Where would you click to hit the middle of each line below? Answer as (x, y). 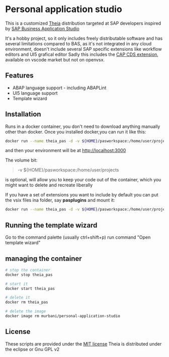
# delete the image (26, 311)
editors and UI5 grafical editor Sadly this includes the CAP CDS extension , (82, 54)
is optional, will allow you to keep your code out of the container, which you (83, 180)
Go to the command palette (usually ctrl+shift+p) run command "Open (78, 237)
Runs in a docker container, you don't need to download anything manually (83, 126)
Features (19, 76)
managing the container (44, 259)
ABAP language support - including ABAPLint (59, 88)
